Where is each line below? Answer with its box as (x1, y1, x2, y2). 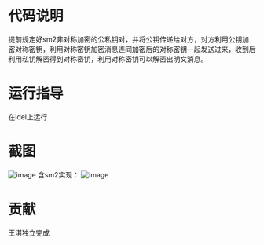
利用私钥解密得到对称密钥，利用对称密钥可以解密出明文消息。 (8, 54, 208, 64)
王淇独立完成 (8, 228, 49, 237)
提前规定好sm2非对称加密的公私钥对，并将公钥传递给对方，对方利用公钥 (8, 35, 243, 44)
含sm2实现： (38, 170, 80, 179)
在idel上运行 (8, 112, 48, 122)
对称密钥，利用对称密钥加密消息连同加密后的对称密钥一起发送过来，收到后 (14, 44, 256, 53)
